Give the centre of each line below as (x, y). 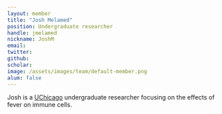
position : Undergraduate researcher (60, 26)
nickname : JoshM (31, 39)
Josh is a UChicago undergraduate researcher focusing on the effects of (111, 97)
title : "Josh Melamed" (40, 20)
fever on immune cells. (40, 105)
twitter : (20, 53)
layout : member (29, 13)
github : (18, 59)
